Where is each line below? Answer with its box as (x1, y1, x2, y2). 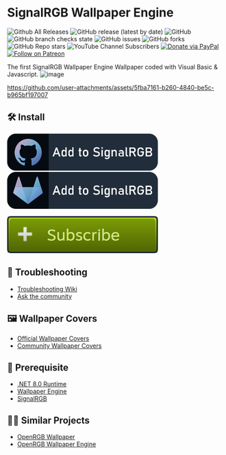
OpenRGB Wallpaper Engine (16, 440, 97, 448)
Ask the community (16, 292, 73, 300)
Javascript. (7, 70, 39, 78)
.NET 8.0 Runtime (16, 380, 67, 388)
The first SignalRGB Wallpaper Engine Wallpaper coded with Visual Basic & (7, 63, 218, 71)
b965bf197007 (7, 91, 49, 99)
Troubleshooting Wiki (16, 285, 77, 293)
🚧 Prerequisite (7, 362, 68, 373)
